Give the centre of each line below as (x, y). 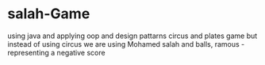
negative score (81, 52)
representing (28, 52)
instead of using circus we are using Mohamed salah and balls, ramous (123, 44)
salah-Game (49, 14)
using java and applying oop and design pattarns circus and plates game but (132, 36)
